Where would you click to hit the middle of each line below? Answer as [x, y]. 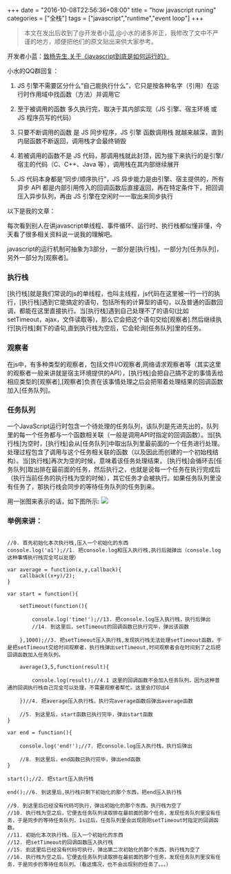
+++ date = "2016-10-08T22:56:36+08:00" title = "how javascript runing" [112, 10]
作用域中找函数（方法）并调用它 [75, 94]
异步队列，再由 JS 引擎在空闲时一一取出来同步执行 [101, 196]
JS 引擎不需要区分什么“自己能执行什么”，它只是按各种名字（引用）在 [115, 85]
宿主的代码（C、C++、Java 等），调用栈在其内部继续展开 [98, 164]
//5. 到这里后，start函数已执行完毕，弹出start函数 [87, 715]
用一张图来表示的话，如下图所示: [53, 501]
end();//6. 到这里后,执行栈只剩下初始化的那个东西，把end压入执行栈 [94, 792]
